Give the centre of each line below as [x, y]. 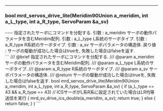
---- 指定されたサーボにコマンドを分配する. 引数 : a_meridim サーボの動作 [79, 33]
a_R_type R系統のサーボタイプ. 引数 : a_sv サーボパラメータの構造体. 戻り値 [81, 45]
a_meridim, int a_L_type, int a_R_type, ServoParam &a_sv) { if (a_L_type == [80, 86]
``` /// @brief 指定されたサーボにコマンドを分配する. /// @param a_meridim [80, 57]
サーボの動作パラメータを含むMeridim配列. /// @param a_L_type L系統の [77, 63]
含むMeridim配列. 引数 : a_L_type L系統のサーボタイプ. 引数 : [86, 39]
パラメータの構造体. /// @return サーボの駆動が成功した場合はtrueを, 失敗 [82, 75]
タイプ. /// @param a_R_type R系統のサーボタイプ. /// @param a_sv [81, 69]
